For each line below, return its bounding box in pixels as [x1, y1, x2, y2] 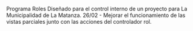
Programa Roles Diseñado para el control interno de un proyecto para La [6, 5, 188, 12]
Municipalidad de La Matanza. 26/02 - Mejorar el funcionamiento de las [6, 12, 186, 19]
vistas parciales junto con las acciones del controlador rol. [6, 18, 152, 25]
